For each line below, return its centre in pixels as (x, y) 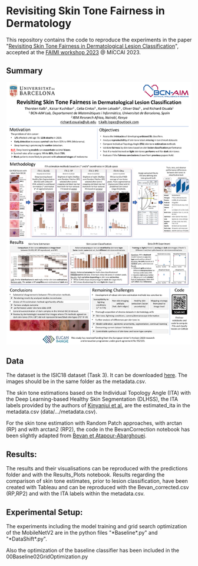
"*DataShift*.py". (27, 539)
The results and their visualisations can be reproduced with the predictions (97, 469)
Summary (24, 71)
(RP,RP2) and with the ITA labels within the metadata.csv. (76, 493)
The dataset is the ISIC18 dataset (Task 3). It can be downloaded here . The (97, 375)
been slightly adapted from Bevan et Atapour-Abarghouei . (76, 436)
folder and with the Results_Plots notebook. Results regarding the (85, 475)
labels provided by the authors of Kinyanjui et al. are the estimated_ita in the (98, 405)
